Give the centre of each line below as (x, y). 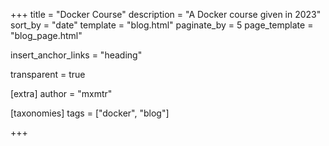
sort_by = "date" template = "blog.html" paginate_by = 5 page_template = (162, 25)
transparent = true (48, 74)
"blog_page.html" (46, 35)
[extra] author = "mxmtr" (61, 93)
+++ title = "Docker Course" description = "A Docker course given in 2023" (166, 14)
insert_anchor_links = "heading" (76, 55)
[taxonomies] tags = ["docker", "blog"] (90, 113)
